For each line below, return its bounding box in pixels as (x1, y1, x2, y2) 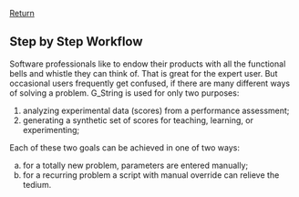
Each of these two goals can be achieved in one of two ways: (9, 141, 240, 153)
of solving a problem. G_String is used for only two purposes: (9, 87, 240, 98)
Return (9, 8, 35, 18)
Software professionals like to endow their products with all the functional (9, 58, 286, 69)
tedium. (22, 179, 52, 190)
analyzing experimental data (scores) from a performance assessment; (22, 105, 290, 116)
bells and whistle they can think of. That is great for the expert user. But (9, 67, 278, 78)
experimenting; (22, 124, 80, 135)
